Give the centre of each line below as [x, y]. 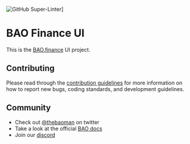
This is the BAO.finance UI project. [48, 49]
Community [29, 108]
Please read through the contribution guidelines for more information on [94, 83]
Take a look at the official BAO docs [58, 129]
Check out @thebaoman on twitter [57, 122]
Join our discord [35, 134]
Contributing [30, 68]
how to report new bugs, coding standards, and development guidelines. [95, 89]
